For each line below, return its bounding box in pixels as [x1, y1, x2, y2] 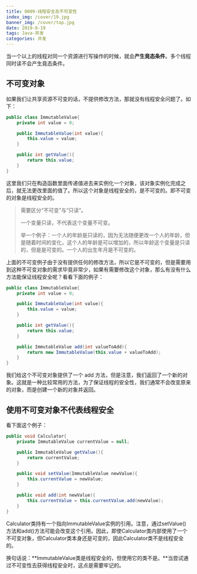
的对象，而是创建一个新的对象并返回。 [6, 386, 98, 393]
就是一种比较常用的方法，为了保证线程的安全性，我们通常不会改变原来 [21, 379, 191, 386]
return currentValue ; [27, 455, 80, 460]
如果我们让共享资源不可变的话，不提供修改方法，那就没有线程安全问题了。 [6, 95, 186, 102]
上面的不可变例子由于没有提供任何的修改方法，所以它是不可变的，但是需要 [6, 258, 186, 265]
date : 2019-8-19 [6, 25, 46, 31]
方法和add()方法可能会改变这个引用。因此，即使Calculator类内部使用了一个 [6, 527, 188, 534]
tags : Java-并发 [6, 30, 44, 36]
